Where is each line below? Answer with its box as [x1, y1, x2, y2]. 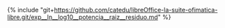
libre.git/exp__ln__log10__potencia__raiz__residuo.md [7, 13, 158, 21]
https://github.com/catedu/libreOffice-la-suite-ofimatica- [54, 6, 218, 14]
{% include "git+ [7, 6, 54, 14]
